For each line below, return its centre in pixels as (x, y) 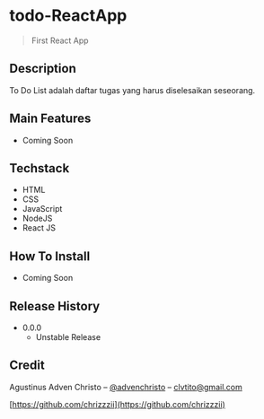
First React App (60, 40)
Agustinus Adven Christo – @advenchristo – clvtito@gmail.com (126, 387)
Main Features (50, 119)
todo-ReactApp (68, 16)
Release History (55, 306)
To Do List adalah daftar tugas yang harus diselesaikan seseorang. (132, 90)
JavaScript (42, 209)
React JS (39, 228)
